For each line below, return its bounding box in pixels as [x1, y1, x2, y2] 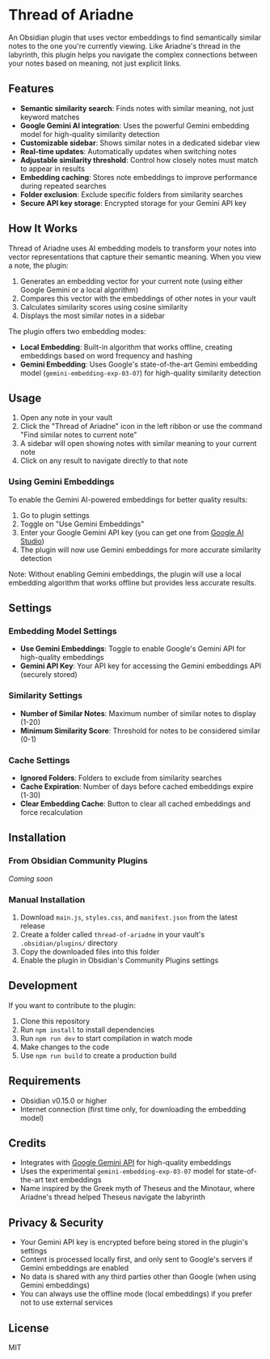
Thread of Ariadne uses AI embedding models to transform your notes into [8, 243, 257, 253]
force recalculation [19, 807, 83, 817]
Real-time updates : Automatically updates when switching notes [19, 146, 237, 156]
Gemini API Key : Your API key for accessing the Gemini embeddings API [19, 661, 261, 671]
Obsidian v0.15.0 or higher [19, 1095, 108, 1105]
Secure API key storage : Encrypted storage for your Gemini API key [19, 198, 247, 208]
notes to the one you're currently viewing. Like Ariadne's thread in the [8, 41, 241, 50]
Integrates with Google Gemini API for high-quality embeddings [19, 1158, 232, 1168]
